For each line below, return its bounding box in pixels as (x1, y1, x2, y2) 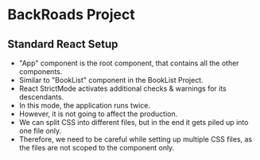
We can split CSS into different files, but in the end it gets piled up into (18, 118, 249, 127)
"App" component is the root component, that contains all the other (18, 58, 239, 68)
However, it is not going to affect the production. (18, 109, 178, 119)
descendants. (18, 92, 64, 101)
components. (18, 67, 63, 76)
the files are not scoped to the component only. (18, 143, 175, 152)
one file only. (18, 126, 62, 135)
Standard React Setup (7, 37, 118, 51)
